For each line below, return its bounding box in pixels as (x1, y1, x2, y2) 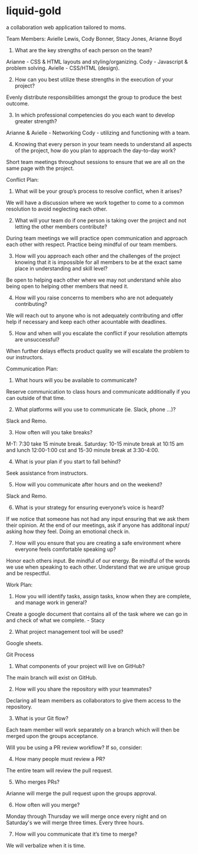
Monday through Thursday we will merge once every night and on (6, 813, 167, 820)
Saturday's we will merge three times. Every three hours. (6, 818, 144, 826)
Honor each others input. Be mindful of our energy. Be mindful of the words (6, 557, 190, 564)
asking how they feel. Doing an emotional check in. (6, 528, 131, 535)
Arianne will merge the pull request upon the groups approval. (6, 789, 157, 797)
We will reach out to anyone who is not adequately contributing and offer (6, 312, 184, 319)
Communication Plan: (6, 365, 59, 372)
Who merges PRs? (14, 778, 60, 785)
